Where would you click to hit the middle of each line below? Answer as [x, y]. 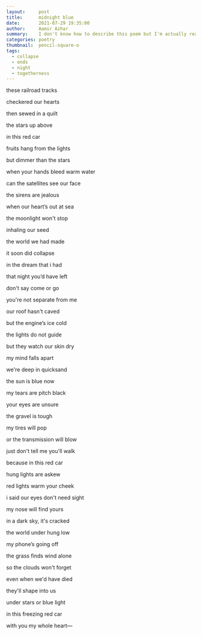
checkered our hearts [33, 102]
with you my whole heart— [39, 626]
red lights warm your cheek [40, 486]
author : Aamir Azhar [37, 29]
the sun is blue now [30, 381]
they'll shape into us [31, 591]
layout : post [28, 12]
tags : [13, 51]
